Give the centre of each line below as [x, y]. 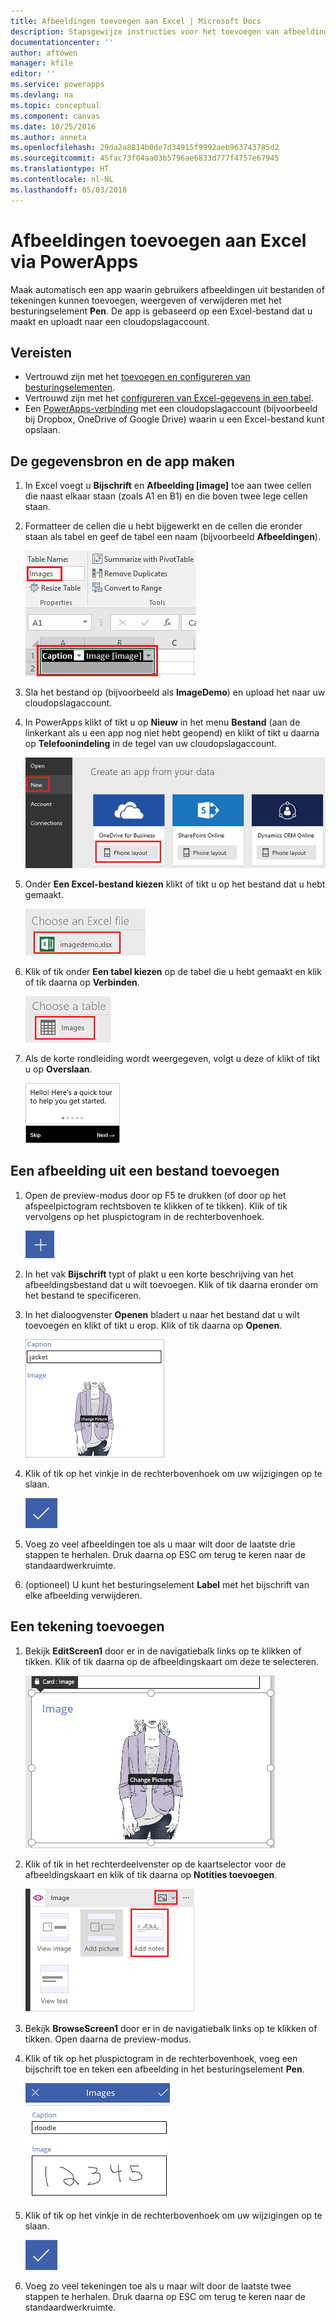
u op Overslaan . [58, 1069]
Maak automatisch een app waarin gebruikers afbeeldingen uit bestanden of [167, 289]
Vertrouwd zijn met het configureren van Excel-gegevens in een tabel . [169, 398]
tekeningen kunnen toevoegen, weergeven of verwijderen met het [146, 300]
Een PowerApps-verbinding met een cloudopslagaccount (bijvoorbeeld [171, 409]
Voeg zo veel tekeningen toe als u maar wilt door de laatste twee [158, 2286]
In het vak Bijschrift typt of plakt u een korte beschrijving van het [159, 1274]
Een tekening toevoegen [87, 1626]
